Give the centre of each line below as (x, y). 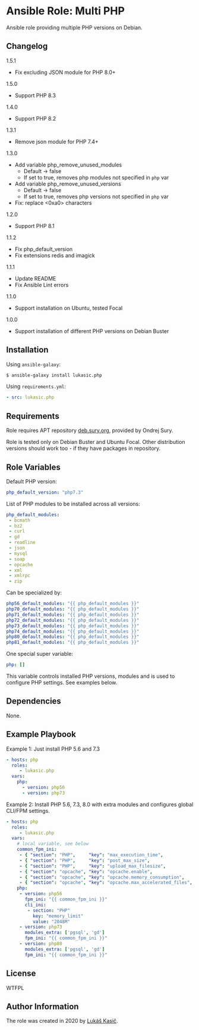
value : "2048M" (51, 921)
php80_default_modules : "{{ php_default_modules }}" (73, 637)
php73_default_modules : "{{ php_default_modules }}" (73, 626)
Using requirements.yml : (36, 387)
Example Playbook (41, 734)
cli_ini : (35, 905)
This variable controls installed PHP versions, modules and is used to (91, 676)
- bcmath (20, 520)
